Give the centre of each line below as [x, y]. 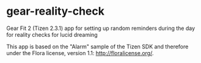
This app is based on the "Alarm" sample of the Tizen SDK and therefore [97, 46]
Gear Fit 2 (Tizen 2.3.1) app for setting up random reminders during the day [101, 28]
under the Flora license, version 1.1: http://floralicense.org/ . [80, 53]
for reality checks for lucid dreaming [52, 34]
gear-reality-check [56, 11]
